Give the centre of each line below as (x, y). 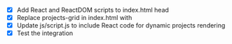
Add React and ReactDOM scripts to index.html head (93, 10)
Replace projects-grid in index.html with (74, 18)
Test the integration (45, 33)
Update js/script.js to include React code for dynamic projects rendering (121, 25)
